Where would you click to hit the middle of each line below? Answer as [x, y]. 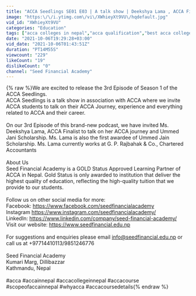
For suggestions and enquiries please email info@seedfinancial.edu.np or [94, 237]
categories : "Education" [36, 28]
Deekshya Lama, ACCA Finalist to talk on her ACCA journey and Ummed [92, 132]
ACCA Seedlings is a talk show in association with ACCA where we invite [93, 101]
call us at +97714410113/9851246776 [50, 243]
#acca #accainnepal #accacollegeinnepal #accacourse [73, 281]
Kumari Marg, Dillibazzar [36, 262]
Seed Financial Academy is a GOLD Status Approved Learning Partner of [93, 169]
